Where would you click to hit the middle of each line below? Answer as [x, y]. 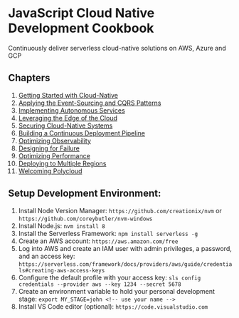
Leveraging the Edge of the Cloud [68, 118]
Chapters [29, 78]
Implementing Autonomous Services [71, 110]
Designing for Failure [49, 148]
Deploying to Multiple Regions [62, 163]
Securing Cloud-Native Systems [65, 125]
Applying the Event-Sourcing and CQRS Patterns [90, 103]
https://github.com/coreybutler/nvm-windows [85, 219]
